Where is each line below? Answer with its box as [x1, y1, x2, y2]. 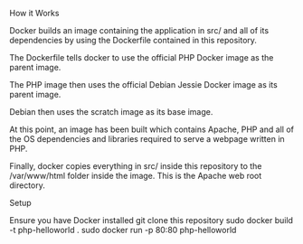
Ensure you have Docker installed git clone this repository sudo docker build [9, 215, 294, 225]
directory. [9, 180, 45, 191]
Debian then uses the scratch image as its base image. [9, 107, 213, 117]
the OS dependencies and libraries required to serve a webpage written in [9, 134, 285, 144]
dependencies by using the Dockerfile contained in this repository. [9, 35, 258, 45]
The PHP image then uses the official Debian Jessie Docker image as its [9, 80, 278, 89]
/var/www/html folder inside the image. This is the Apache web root [9, 171, 262, 181]
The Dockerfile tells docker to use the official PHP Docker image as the [9, 52, 274, 62]
